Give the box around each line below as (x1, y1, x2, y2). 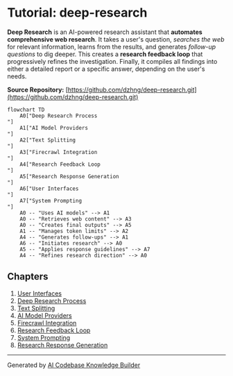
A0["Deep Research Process (19, 112, 98, 119)
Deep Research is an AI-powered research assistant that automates (7, 28, 202, 36)
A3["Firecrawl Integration (19, 148, 98, 155)
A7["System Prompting (19, 197, 82, 204)
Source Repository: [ (7, 85, 68, 94)
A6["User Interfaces (19, 185, 79, 192)
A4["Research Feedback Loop (19, 161, 101, 168)
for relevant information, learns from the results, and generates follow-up (7, 42, 216, 51)
